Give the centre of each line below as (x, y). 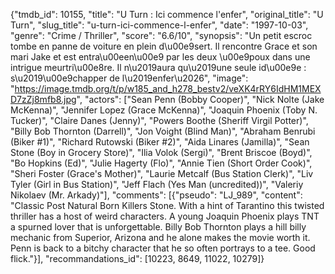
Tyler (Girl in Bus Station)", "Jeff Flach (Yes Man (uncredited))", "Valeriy (157, 184)
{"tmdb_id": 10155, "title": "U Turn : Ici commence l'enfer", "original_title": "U (167, 14)
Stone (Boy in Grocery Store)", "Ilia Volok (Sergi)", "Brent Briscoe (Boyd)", (161, 152)
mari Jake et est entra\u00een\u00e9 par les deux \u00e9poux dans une (160, 57)
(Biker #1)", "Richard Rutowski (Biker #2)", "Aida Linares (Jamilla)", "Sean (160, 142)
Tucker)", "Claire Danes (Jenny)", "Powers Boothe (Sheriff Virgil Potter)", (159, 120)
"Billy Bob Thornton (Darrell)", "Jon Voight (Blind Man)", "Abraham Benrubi (163, 131)
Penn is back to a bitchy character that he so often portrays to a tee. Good (163, 248)
